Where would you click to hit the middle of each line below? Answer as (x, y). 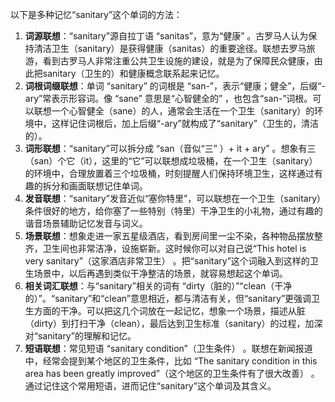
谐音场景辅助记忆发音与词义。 (86, 223)
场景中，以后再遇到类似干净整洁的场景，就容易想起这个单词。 (160, 273)
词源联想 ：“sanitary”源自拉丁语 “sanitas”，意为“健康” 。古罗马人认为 (166, 36)
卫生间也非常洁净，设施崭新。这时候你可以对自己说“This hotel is (174, 248)
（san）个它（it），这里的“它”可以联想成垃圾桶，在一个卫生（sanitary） (171, 161)
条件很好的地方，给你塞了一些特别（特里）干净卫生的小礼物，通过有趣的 (173, 211)
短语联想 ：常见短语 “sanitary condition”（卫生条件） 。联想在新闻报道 (168, 348)
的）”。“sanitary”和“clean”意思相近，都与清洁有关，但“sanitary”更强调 (168, 298)
